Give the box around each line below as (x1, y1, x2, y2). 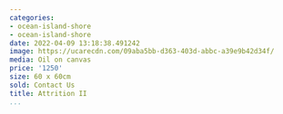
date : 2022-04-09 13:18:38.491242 (9, 38, 141, 48)
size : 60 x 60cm (9, 72, 71, 81)
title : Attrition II (9, 89, 88, 98)
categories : (9, 13, 55, 23)
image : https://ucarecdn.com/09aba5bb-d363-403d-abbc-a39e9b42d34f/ (9, 47, 275, 56)
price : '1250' (9, 64, 64, 73)
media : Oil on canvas (9, 55, 92, 64)
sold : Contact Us (9, 81, 76, 90)
